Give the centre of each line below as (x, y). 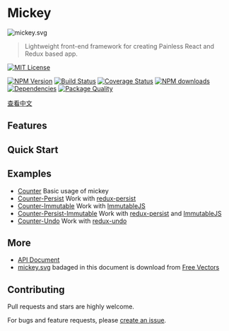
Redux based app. (51, 54)
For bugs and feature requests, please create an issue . (87, 320)
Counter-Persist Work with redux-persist (77, 198)
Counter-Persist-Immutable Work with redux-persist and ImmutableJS (119, 213)
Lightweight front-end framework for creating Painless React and (119, 46)
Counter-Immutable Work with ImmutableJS (82, 205)
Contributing (36, 290)
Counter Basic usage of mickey (63, 191)
